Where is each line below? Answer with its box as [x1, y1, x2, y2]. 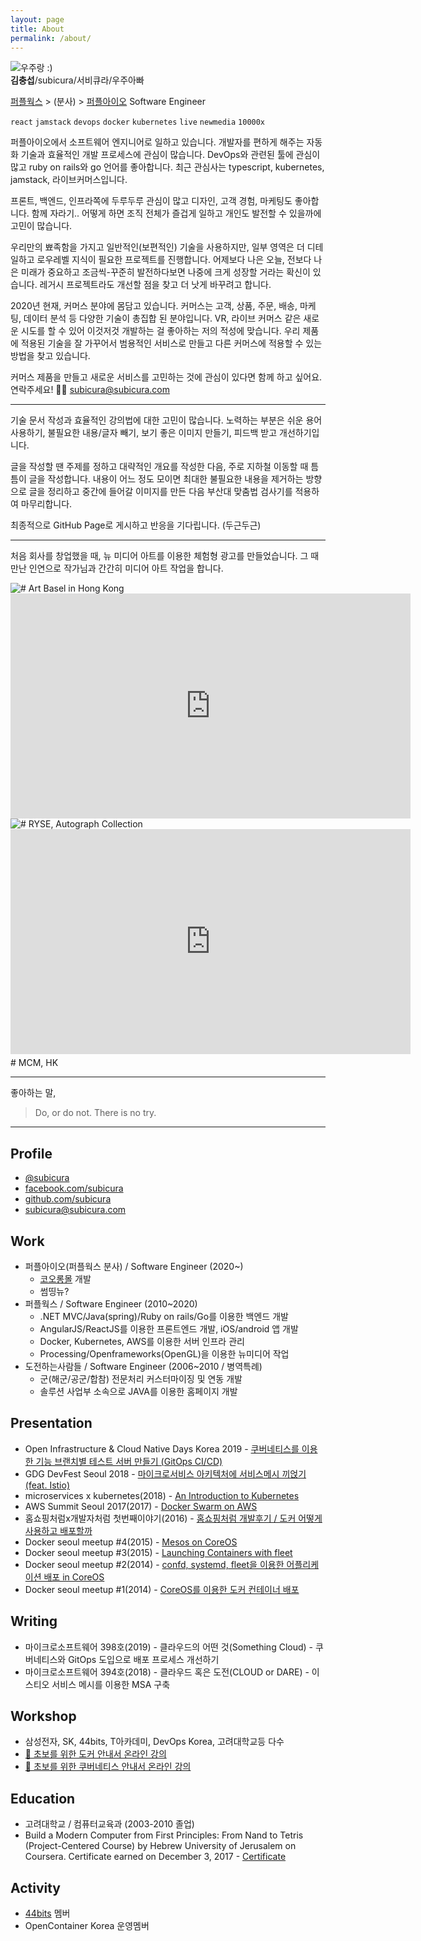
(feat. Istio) [24, 1479, 71, 1491]
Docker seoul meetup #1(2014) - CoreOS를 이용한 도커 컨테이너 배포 [24, 1583, 300, 1595]
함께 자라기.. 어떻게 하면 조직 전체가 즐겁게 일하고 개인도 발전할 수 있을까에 [31, 207, 322, 220]
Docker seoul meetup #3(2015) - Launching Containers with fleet [24, 1546, 293, 1558]
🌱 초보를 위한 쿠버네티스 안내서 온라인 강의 [24, 1761, 192, 1773]
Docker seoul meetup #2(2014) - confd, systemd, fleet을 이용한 [24, 1558, 285, 1570]
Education [10, 1790, 76, 1807]
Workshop [10, 1708, 77, 1725]
